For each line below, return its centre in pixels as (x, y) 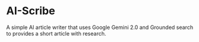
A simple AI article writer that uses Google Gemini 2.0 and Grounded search (100, 27)
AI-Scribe (31, 11)
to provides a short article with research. (56, 33)
